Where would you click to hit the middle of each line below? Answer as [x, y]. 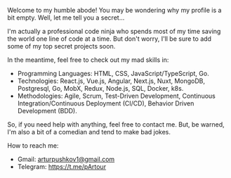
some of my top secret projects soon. [61, 46]
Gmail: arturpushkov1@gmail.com [66, 159]
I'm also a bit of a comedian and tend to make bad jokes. [89, 132]
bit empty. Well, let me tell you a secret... [66, 18]
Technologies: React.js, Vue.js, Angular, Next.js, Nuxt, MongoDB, [111, 81]
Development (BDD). [47, 111]
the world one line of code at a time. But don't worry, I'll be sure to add [110, 39]
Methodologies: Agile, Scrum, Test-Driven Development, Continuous [116, 96]
